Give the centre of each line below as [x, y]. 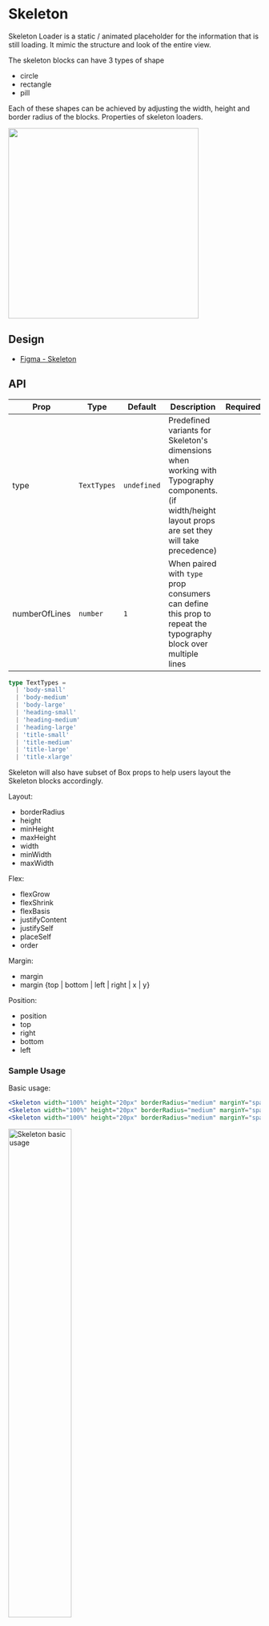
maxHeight [38, 838]
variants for [190, 430]
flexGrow [35, 894]
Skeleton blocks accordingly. [56, 781]
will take [183, 540]
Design [26, 340]
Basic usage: [30, 1088]
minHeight [37, 829]
